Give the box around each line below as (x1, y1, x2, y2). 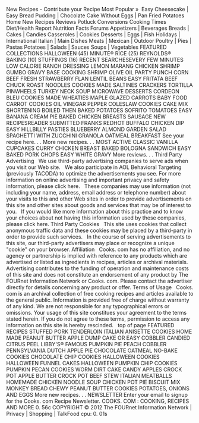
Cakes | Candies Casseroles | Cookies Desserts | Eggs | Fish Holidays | (6, 31, 181, 38)
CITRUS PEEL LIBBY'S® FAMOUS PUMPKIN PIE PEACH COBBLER (6, 341, 167, 347)
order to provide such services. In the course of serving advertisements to (6, 233, 191, 240)
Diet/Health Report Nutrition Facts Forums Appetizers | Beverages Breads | (6, 24, 189, 32)
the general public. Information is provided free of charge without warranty (6, 296, 189, 303)
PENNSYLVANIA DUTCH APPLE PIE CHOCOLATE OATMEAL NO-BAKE (6, 347, 178, 354)
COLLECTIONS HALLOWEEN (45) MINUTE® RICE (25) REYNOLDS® (6, 50, 172, 57)
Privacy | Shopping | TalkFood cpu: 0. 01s (6, 411, 108, 417)
